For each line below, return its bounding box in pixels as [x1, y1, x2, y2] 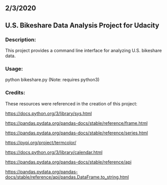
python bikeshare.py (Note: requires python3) [5, 77, 100, 83]
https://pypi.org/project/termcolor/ [5, 139, 77, 145]
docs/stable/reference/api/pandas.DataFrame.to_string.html [5, 174, 129, 180]
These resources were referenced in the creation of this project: [5, 100, 138, 107]
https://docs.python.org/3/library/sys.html [5, 110, 92, 116]
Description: [5, 36, 36, 43]
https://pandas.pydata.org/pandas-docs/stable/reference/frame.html [5, 120, 148, 126]
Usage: [5, 65, 24, 72]
